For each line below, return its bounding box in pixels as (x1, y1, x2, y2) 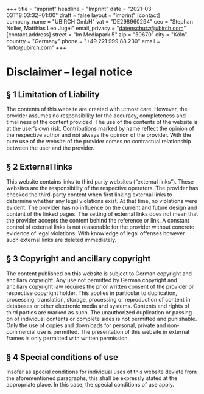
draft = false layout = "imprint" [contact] (59, 12, 160, 19)
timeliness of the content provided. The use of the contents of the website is (6, 119, 198, 125)
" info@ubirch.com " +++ (6, 44, 67, 51)
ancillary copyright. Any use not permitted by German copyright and (6, 276, 178, 283)
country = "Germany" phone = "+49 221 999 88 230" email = (6, 38, 161, 44)
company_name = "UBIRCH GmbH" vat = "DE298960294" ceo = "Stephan (6, 18, 194, 25)
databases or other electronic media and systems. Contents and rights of (6, 302, 190, 309)
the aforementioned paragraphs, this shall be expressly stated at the (6, 375, 178, 382)
